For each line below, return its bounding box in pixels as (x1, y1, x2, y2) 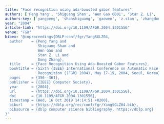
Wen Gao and (38, 48, 62, 53)
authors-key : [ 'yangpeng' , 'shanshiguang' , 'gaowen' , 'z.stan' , (5, 16, 139, 21)
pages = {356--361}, (9, 75, 60, 80)
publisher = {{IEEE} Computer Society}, (9, 80, 93, 84)
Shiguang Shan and (38, 43, 76, 48)
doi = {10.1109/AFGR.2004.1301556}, (9, 93, 97, 98)
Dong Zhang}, (38, 57, 64, 62)
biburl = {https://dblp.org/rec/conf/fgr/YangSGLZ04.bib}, (9, 103, 139, 107)
